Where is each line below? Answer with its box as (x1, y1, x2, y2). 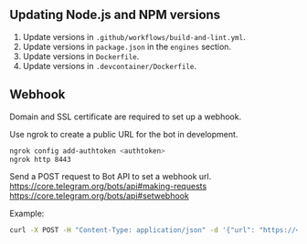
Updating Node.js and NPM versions (9, 7, 221, 23)
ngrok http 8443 (9, 155, 71, 164)
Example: (9, 208, 45, 219)
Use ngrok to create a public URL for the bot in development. (9, 128, 238, 139)
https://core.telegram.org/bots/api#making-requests (9, 181, 207, 192)
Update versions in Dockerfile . (22, 50, 140, 62)
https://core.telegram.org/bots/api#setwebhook (9, 190, 189, 201)
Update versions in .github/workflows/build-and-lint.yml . (22, 31, 246, 42)
